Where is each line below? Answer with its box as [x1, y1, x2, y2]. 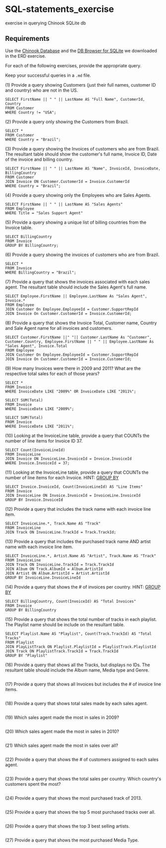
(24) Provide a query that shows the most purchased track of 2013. [5, 795, 142, 801]
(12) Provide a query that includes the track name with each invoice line [5, 506, 151, 512]
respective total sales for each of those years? [5, 370, 100, 377]
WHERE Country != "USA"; [5, 110, 56, 115]
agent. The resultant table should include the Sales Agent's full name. [5, 284, 147, 290]
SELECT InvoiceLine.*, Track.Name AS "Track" [5, 521, 101, 526]
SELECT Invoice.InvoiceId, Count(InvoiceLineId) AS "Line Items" [5, 484, 143, 489]
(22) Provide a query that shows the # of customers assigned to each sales [5, 756, 159, 762]
